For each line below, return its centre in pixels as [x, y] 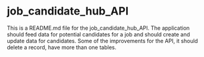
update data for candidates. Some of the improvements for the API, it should [103, 41]
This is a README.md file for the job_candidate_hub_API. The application [98, 28]
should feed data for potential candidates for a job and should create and [99, 34]
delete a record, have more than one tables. [62, 47]
